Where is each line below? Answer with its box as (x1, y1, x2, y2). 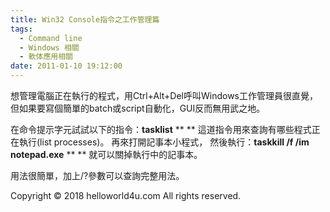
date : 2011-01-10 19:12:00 (10, 61, 123, 71)
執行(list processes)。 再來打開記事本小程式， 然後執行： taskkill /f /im (18, 136, 310, 148)
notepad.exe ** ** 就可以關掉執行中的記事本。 (10, 149, 203, 160)
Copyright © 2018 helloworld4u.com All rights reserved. (10, 190, 242, 201)
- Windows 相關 (19, 42, 80, 53)
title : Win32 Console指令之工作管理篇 (10, 14, 160, 25)
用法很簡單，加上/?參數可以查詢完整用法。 (10, 170, 185, 181)
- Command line (19, 33, 83, 43)
